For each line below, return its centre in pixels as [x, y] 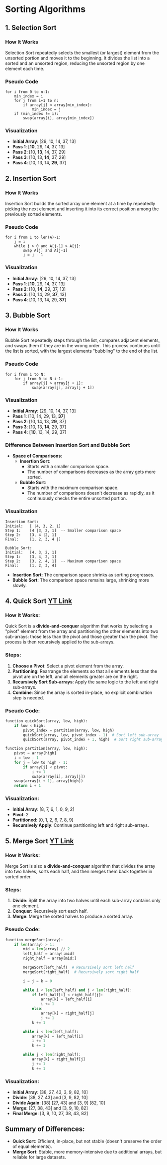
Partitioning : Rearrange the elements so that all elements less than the [85, 671]
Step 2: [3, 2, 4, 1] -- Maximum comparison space [63, 561]
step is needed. [28, 697]
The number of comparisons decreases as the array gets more [91, 472]
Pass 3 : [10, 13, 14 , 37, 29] [39, 157]
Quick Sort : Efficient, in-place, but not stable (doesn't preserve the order [87, 1141]
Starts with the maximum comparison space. [73, 488]
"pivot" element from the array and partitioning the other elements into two [82, 631]
